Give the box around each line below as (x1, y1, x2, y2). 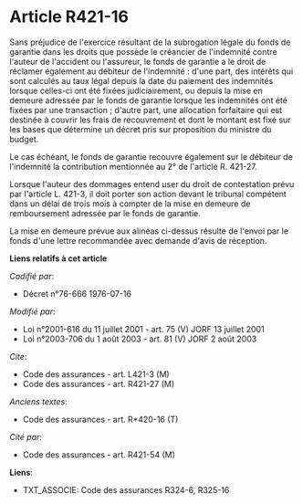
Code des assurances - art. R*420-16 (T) (22, 414, 179, 425)
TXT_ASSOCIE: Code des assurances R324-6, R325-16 (22, 484, 230, 495)
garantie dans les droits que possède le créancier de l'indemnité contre (9, 46, 277, 57)
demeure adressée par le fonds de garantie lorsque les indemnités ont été (9, 94, 287, 106)
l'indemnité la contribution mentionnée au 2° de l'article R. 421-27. (9, 161, 257, 172)
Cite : (9, 351, 27, 362)
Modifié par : (9, 306, 57, 317)
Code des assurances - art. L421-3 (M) (22, 368, 171, 380)
